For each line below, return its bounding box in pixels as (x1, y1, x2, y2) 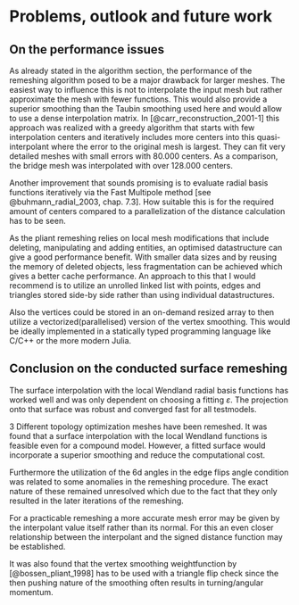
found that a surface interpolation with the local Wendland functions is (9, 430, 268, 441)
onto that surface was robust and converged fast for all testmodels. (9, 403, 257, 414)
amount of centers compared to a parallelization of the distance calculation (9, 206, 286, 216)
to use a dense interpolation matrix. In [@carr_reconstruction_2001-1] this (9, 113, 279, 123)
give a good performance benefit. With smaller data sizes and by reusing (9, 252, 278, 262)
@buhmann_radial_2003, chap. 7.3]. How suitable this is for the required (9, 196, 275, 207)
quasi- (256, 132, 281, 142)
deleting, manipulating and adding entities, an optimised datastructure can (9, 243, 283, 253)
